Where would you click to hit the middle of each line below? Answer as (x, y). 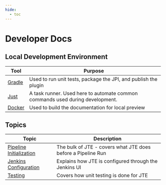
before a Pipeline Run (81, 153)
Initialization (21, 153)
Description (108, 139)
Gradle (15, 82)
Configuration (23, 167)
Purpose (94, 71)
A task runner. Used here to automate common (84, 93)
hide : (11, 10)
